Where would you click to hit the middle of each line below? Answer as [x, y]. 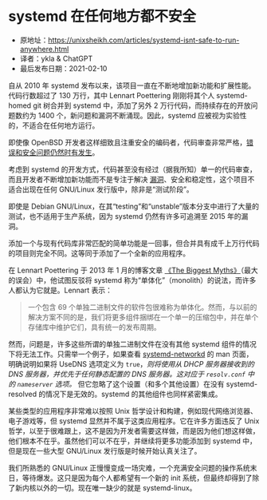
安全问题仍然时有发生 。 [61, 152]
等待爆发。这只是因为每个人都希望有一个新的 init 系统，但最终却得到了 [137, 478]
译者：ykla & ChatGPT [56, 58]
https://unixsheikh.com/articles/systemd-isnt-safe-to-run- [143, 40]
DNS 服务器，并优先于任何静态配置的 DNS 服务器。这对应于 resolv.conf [127, 374]
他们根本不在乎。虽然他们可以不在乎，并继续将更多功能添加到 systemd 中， [132, 441]
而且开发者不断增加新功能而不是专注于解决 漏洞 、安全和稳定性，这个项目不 [132, 179]
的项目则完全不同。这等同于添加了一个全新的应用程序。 [99, 253]
